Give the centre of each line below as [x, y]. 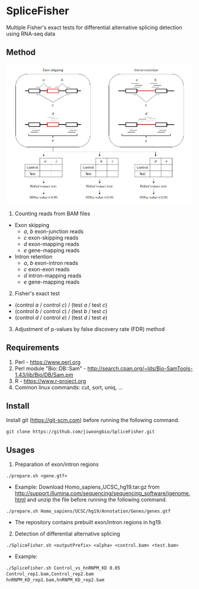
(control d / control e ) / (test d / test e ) [61, 317]
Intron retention [33, 256]
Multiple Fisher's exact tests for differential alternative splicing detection [94, 27]
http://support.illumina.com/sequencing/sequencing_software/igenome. [102, 493]
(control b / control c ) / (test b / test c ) [61, 311]
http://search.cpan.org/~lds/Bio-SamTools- [140, 368]
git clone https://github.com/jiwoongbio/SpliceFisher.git [81, 432]
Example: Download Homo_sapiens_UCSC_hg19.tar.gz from [87, 487]
